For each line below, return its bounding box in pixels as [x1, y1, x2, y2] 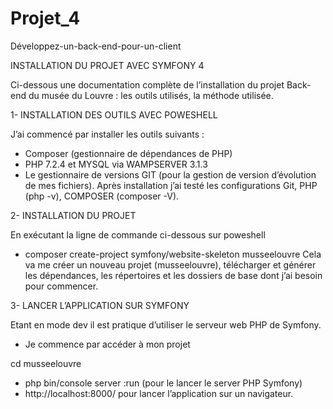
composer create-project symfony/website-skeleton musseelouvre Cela [24, 248, 322, 260]
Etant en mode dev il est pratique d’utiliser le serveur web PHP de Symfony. [10, 318, 322, 331]
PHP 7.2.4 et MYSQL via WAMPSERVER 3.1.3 [24, 158, 208, 170]
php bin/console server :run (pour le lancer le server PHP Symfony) [24, 377, 303, 389]
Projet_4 [10, 7, 81, 30]
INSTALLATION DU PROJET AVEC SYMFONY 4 [10, 59, 205, 71]
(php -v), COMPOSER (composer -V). [24, 190, 180, 202]
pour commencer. [24, 280, 99, 292]
